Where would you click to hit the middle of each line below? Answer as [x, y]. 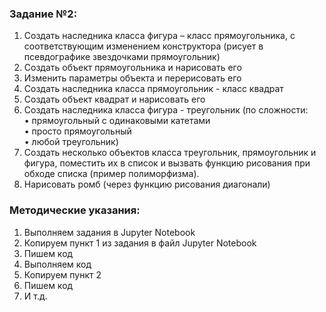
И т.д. [35, 296]
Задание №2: [43, 14]
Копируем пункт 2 [62, 274]
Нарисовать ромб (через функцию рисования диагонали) [147, 184]
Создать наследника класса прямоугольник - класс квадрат [153, 89]
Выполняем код [57, 264]
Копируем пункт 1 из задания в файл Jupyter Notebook [140, 243]
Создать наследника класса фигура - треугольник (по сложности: [166, 110]
